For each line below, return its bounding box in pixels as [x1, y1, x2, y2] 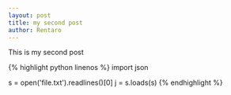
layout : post [8, 11, 51, 20]
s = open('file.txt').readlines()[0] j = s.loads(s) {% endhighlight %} [8, 78, 223, 87]
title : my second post [8, 19, 83, 27]
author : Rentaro [8, 26, 62, 34]
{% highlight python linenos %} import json [8, 63, 149, 72]
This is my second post [8, 48, 85, 57]
